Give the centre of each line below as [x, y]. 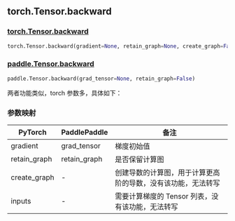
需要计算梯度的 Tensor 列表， [163, 196]
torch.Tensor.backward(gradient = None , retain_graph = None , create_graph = [115, 46]
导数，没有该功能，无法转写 [175, 183]
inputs [21, 201]
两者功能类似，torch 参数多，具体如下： [65, 93]
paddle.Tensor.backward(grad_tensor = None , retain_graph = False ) [101, 79]
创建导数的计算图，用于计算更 [164, 173]
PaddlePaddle [85, 133]
